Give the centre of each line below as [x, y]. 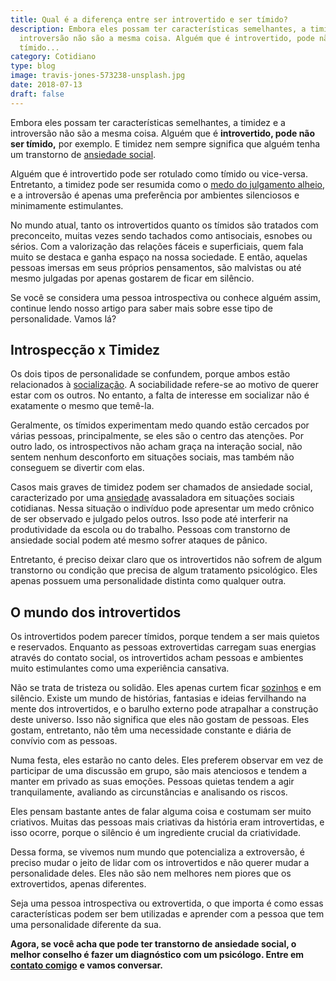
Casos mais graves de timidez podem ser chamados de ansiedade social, [161, 487]
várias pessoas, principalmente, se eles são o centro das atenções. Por [157, 436]
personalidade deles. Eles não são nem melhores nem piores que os [151, 873]
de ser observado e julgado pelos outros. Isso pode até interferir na [149, 519]
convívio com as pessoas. [64, 741]
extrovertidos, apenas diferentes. [78, 884]
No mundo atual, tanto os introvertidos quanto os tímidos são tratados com [164, 225]
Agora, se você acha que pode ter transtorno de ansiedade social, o [153, 944]
